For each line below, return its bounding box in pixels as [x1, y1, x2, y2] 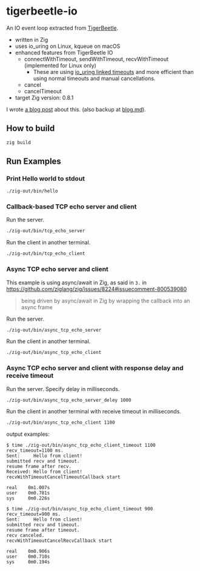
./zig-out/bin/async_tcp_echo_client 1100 [6, 419, 115, 426]
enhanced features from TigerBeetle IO [15, 48, 113, 56]
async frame [21, 303, 53, 310]
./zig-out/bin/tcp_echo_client [6, 250, 85, 257]
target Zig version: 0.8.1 [15, 94, 74, 101]
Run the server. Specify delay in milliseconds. [6, 385, 120, 392]
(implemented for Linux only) [24, 62, 97, 69]
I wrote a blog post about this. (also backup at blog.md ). [6, 105, 147, 113]
